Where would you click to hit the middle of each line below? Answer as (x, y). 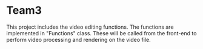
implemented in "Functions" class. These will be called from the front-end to (101, 33)
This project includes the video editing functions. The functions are (90, 27)
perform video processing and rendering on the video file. (79, 39)
